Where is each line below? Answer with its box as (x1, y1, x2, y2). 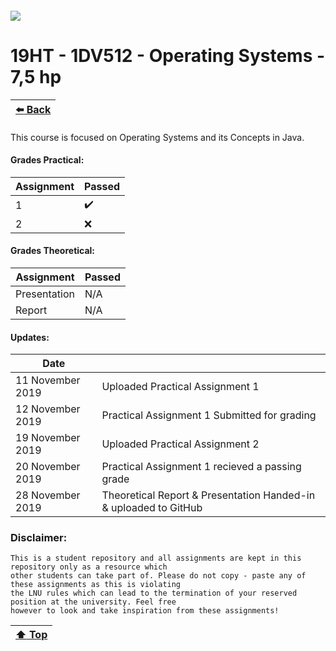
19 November (15, 431, 81, 445)
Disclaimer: (10, 531, 68, 545)
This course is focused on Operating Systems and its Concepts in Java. (10, 131, 305, 143)
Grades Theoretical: (10, 245, 96, 257)
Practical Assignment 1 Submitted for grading (101, 408, 317, 422)
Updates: (10, 331, 50, 343)
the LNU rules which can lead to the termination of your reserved (10, 588, 298, 599)
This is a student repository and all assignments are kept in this (10, 553, 302, 564)
